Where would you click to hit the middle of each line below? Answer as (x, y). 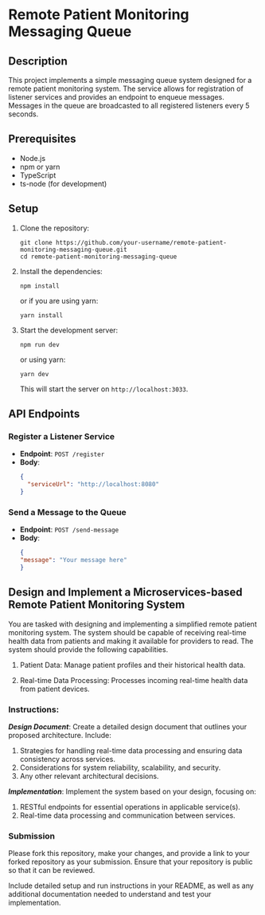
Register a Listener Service (62, 436)
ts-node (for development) (63, 183)
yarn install (41, 315)
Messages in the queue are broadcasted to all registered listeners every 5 (129, 106)
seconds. (23, 114)
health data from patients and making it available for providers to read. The (131, 641)
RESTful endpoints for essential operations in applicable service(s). (130, 807)
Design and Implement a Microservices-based (125, 593)
